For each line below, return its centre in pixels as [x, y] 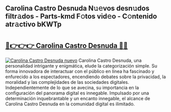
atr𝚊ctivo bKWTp [34, 24]
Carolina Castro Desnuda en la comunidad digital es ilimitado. [70, 104]
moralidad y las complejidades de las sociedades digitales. [67, 82]
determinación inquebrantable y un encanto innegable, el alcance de [78, 98]
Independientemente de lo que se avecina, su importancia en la [72, 87]
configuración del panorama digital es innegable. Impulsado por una [77, 93]
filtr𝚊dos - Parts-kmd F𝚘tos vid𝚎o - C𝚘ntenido [81, 17]
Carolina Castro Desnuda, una [110, 60]
